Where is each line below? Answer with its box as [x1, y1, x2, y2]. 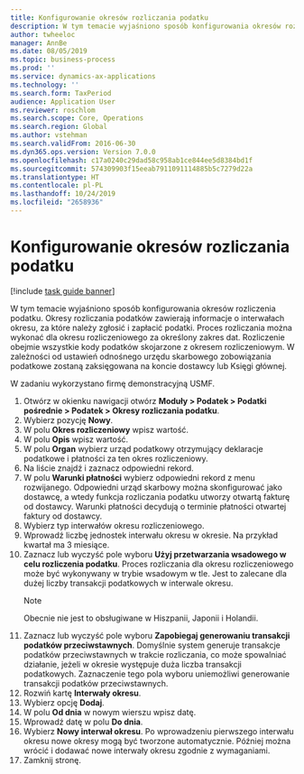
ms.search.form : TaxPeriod [10, 88, 112, 97]
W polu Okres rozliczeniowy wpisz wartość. [23, 424, 189, 435]
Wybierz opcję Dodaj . [23, 696, 105, 708]
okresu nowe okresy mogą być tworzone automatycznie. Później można [23, 735, 291, 746]
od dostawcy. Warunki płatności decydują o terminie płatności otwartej [23, 501, 287, 511]
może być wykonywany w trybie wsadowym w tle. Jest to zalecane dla [23, 567, 288, 578]
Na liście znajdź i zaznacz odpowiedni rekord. [23, 462, 195, 474]
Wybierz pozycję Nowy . [23, 414, 114, 425]
